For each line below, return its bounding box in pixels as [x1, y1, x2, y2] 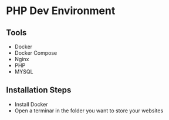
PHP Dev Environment [6, 4, 116, 18]
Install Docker [14, 101, 48, 108]
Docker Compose [14, 49, 58, 56]
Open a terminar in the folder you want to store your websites [14, 107, 164, 114]
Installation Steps [6, 85, 72, 95]
